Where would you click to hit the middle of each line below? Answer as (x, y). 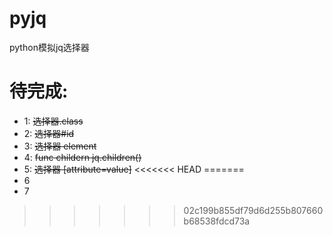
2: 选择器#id (49, 133)
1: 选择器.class (53, 121)
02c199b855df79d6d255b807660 (253, 210)
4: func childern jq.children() (82, 157)
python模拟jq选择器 (49, 47)
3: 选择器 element (60, 146)
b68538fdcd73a (217, 221)
